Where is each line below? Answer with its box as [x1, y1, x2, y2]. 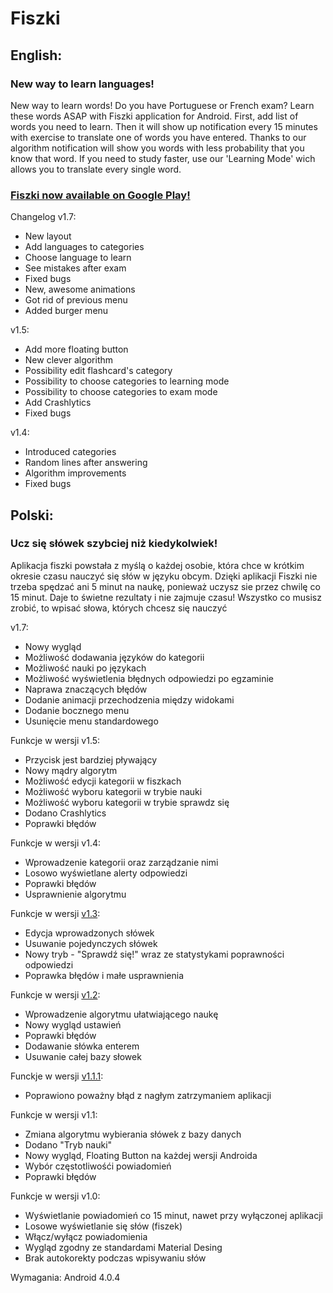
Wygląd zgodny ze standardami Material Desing [24, 1241, 223, 1253]
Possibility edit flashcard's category [24, 365, 173, 377]
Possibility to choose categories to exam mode [24, 386, 218, 398]
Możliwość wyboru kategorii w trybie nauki [24, 785, 203, 797]
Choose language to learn [24, 252, 132, 264]
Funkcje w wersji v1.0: [10, 1190, 101, 1202]
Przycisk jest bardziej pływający [24, 753, 158, 766]
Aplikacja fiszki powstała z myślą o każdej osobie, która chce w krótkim [10, 559, 305, 571]
